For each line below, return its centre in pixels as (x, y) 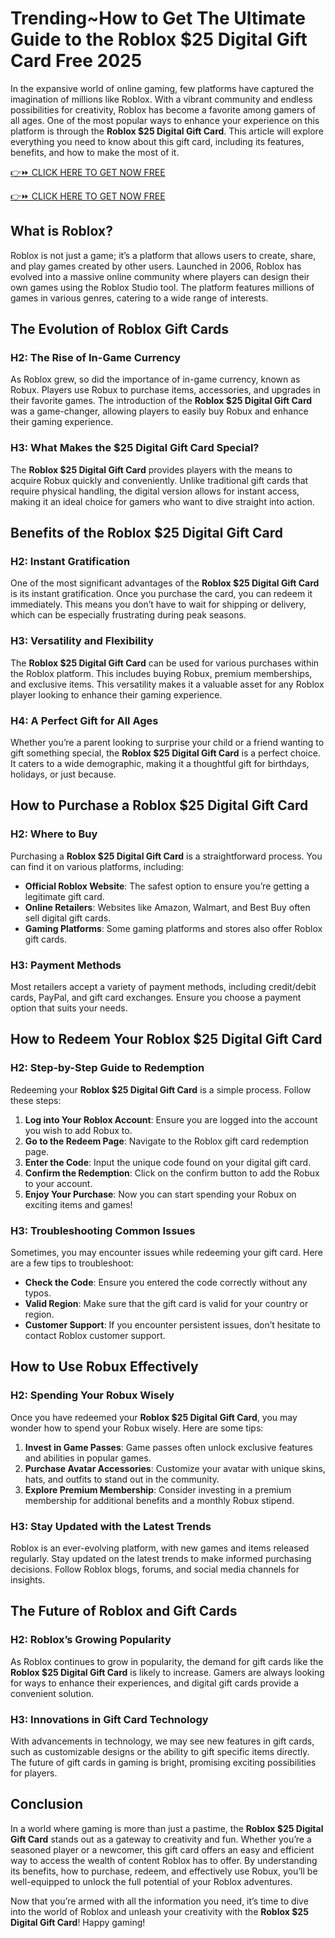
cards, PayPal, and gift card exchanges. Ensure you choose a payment (156, 997)
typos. (38, 1293)
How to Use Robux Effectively (104, 1367)
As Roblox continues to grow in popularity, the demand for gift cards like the (167, 1661)
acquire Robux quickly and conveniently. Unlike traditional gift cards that (159, 480)
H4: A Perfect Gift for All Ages (84, 720)
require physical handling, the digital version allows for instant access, (155, 491)
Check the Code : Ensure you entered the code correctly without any (166, 1282)
